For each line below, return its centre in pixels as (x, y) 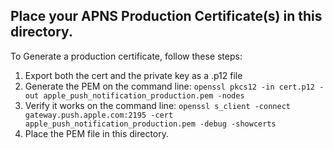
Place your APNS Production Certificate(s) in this (166, 16)
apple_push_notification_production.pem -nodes (144, 95)
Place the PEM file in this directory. (96, 133)
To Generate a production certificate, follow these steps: (126, 56)
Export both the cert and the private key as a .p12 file (133, 75)
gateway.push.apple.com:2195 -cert (99, 115)
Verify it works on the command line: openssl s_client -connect (157, 105)
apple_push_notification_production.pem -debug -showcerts (150, 124)
